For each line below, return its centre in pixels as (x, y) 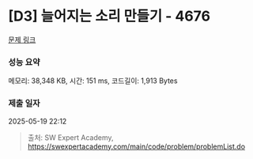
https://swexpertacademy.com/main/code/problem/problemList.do (136, 146)
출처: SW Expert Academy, (70, 137)
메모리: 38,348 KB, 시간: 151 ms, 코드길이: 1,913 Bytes (93, 81)
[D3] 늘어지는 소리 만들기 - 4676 (110, 16)
